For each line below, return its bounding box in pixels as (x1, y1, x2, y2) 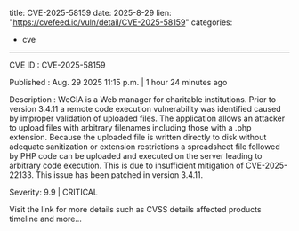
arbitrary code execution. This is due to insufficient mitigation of (9, 160, 245, 171)
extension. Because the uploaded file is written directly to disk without (9, 132, 267, 142)
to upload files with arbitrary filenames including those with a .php (9, 123, 252, 132)
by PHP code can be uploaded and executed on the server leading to (9, 151, 263, 161)
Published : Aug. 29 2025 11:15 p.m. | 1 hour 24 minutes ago (9, 77, 228, 87)
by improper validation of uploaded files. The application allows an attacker (9, 113, 286, 123)
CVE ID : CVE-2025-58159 (9, 60, 106, 70)
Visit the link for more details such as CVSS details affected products (9, 204, 262, 214)
